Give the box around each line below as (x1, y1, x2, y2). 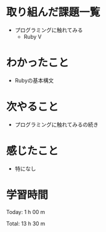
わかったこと (6, 56, 70, 69)
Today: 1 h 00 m (6, 208, 46, 215)
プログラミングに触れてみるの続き (14, 121, 99, 128)
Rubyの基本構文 (14, 77, 54, 84)
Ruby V (23, 33, 42, 40)
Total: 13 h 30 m (6, 219, 46, 227)
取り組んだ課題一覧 (6, 5, 101, 19)
